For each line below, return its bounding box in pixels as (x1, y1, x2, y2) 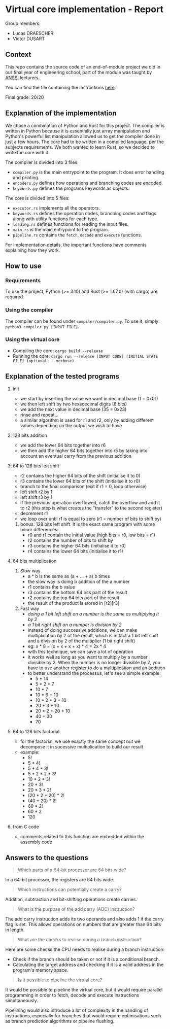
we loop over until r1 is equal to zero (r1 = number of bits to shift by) (20, 516, 161, 522)
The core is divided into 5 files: (5, 195, 70, 201)
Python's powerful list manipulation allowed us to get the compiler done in (5, 133, 160, 139)
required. (5, 294, 24, 300)
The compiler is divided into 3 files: (5, 159, 79, 165)
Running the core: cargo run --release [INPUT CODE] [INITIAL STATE (12, 353, 158, 359)
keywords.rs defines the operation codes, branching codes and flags (12, 210, 156, 216)
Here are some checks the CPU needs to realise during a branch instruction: (5, 946, 165, 952)
